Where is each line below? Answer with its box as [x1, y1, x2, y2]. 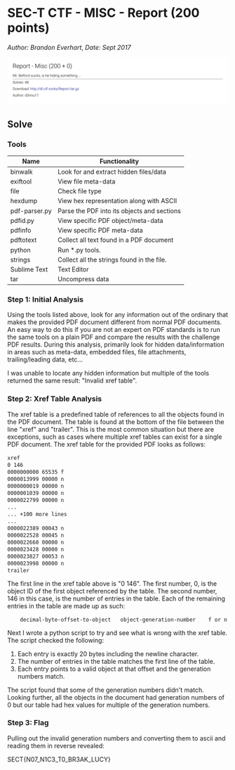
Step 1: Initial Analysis [7, 294, 84, 304]
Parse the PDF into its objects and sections [58, 206, 181, 215]
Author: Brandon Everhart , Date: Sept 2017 [7, 43, 131, 51]
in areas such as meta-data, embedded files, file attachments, [7, 348, 187, 357]
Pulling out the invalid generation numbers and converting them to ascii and [7, 733, 226, 743]
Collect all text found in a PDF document [58, 236, 174, 244]
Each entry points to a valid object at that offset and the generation [17, 665, 211, 673]
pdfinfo [10, 226, 32, 235]
